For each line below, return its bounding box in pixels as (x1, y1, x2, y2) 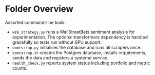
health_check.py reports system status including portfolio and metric (12, 60, 150, 66)
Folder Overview (5, 3, 74, 15)
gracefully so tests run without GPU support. (12, 39, 102, 45)
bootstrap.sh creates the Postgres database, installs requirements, (12, 50, 147, 56)
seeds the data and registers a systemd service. (12, 55, 109, 60)
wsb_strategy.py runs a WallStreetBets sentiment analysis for (12, 29, 135, 35)
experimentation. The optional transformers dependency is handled (12, 34, 148, 40)
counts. (12, 65, 28, 71)
